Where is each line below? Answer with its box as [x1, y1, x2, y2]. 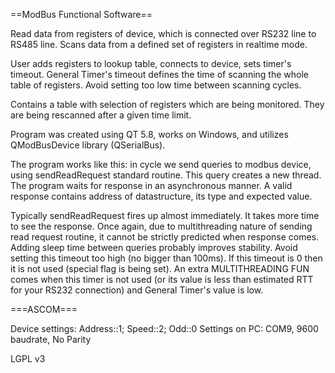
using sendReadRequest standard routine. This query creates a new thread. [10, 169, 322, 181]
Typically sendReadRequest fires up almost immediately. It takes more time [10, 210, 320, 221]
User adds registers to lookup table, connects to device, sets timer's [10, 58, 292, 69]
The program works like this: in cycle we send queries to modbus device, [10, 159, 312, 170]
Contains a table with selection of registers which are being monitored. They [10, 99, 325, 110]
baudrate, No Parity [10, 334, 92, 345]
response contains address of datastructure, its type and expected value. [10, 190, 313, 202]
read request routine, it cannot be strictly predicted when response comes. [10, 231, 320, 243]
